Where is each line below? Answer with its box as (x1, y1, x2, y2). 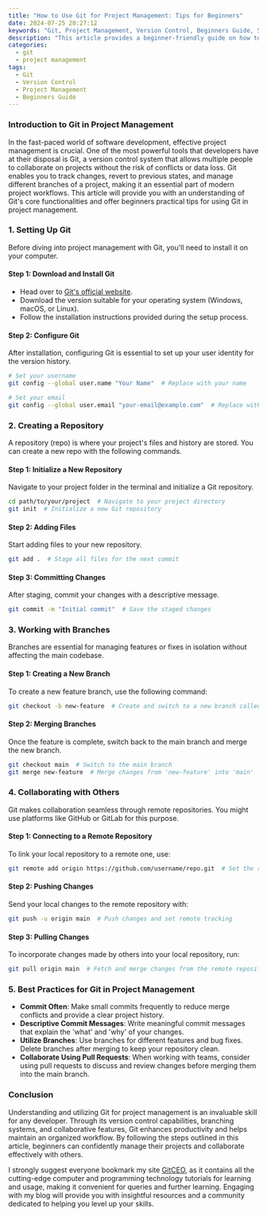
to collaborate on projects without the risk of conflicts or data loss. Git (8, 162, 237, 172)
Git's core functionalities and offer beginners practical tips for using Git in (8, 196, 249, 206)
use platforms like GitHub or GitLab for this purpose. (8, 813, 180, 823)
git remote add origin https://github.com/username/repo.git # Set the (8, 864, 254, 873)
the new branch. (8, 745, 62, 755)
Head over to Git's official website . (19, 287, 133, 296)
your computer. (8, 251, 59, 261)
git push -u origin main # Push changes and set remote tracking (8, 915, 233, 923)
